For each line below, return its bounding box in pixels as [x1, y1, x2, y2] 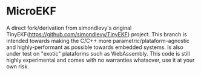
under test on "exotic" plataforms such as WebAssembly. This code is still [6, 50, 190, 57]
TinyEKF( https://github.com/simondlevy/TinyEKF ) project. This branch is [6, 30, 187, 37]
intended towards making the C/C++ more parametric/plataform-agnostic [6, 37, 190, 44]
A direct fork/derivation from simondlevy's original [6, 24, 132, 31]
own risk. [6, 62, 29, 70]
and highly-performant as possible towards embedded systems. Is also [6, 44, 183, 51]
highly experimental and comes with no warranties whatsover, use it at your [6, 56, 195, 64]
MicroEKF [6, 4, 56, 18]
